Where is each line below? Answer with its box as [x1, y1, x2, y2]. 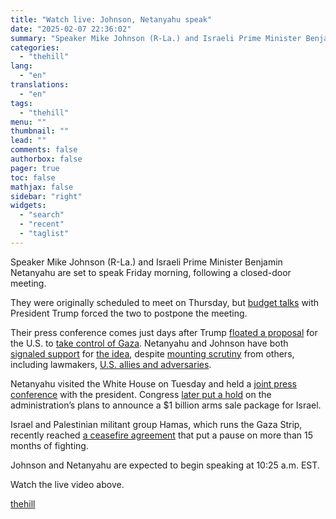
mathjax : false [10, 182, 74, 192]
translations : [10, 80, 70, 90]
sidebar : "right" [10, 191, 83, 201]
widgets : [10, 201, 47, 211]
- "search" [19, 210, 65, 220]
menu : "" [10, 117, 47, 127]
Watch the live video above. [10, 478, 125, 490]
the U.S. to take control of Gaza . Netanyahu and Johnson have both [10, 337, 289, 349]
